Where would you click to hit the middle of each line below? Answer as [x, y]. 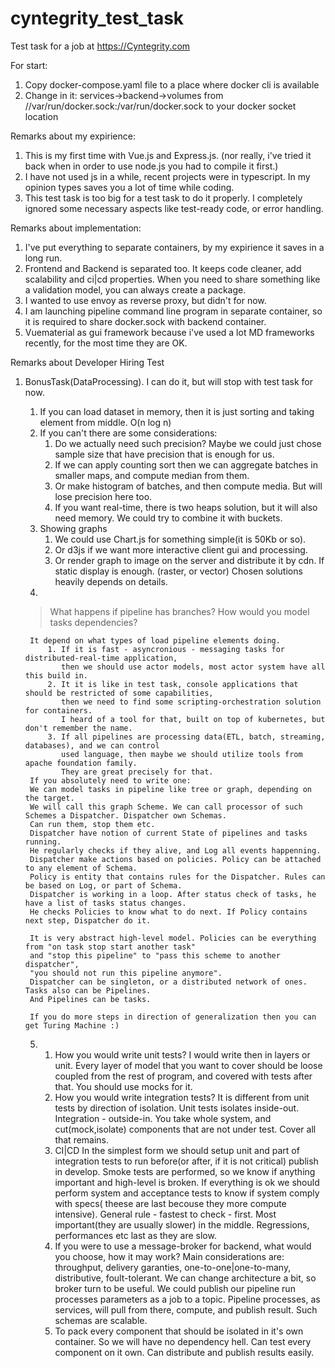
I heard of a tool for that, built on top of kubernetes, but [193, 719]
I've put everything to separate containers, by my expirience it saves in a [174, 247]
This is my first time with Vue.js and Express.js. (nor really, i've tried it [168, 155]
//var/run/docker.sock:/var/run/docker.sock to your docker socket [160, 106]
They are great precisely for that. [137, 772]
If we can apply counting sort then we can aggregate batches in [186, 464]
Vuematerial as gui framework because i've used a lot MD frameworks [169, 332]
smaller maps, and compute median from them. [152, 475]
